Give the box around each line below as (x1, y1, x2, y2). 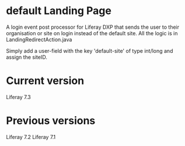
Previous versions (6, 114, 96, 127)
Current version (6, 74, 85, 87)
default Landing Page (6, 4, 112, 18)
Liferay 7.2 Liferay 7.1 (6, 133, 56, 140)
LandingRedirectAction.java (6, 36, 72, 43)
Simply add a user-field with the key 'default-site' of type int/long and (6, 47, 173, 54)
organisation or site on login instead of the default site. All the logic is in (6, 29, 178, 36)
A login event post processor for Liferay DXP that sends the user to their (6, 23, 180, 30)
